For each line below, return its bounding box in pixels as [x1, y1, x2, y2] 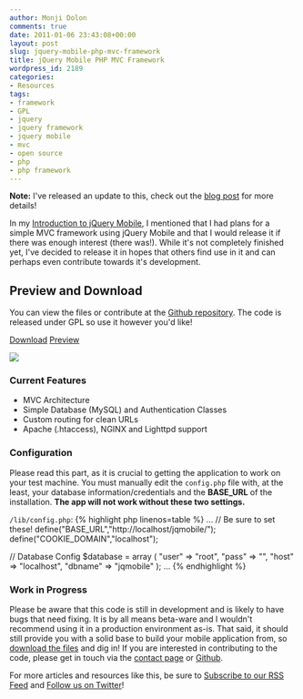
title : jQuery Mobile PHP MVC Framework [9, 56, 166, 65]
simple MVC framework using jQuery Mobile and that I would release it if [9, 228, 281, 238]
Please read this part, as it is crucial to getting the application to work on [9, 467, 281, 478]
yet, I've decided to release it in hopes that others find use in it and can [9, 247, 276, 258]
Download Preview [9, 334, 80, 346]
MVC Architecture [22, 395, 90, 406]
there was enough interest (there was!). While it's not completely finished [9, 238, 285, 248]
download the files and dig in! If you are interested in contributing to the [9, 643, 278, 653]
